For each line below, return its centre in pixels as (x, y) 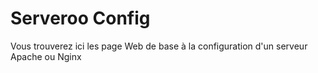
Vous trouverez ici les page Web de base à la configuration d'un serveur (159, 46)
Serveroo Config (80, 18)
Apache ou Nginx (46, 56)
